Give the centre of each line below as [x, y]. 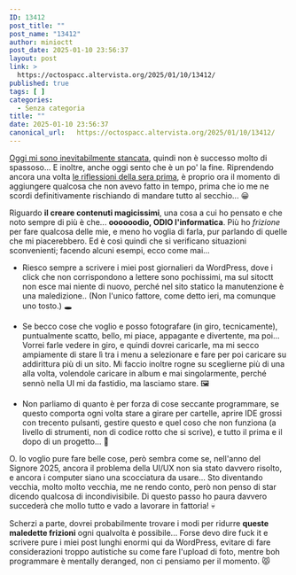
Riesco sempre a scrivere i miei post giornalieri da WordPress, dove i [147, 268]
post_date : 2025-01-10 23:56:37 [69, 51]
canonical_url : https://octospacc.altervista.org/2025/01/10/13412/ [142, 133]
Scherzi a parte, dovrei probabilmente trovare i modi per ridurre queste [139, 523]
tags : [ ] [27, 91]
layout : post [33, 58]
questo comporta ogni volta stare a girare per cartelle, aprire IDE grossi [152, 413]
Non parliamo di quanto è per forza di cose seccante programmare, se [150, 403]
